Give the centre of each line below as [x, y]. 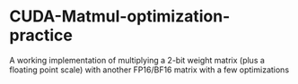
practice [41, 35]
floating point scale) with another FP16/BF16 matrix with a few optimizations [149, 70]
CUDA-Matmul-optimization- [120, 17]
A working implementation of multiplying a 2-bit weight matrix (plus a [137, 60]
